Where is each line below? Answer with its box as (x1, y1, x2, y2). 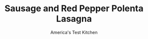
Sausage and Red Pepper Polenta (4, 3, 144, 14)
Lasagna (56, 13, 92, 24)
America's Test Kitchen (50, 29, 98, 35)
